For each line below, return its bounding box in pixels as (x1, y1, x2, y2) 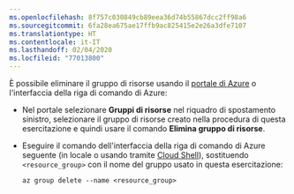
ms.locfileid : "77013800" (9, 54, 104, 63)
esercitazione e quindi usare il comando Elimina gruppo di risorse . (21, 123, 266, 133)
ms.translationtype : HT (9, 29, 97, 38)
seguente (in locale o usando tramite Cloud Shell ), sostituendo (21, 150, 249, 160)
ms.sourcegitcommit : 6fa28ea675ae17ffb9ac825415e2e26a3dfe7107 (9, 21, 247, 30)
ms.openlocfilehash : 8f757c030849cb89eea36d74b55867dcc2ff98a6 (9, 12, 247, 22)
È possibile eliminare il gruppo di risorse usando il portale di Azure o (9, 78, 257, 88)
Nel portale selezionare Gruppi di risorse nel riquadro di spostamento (21, 105, 276, 115)
